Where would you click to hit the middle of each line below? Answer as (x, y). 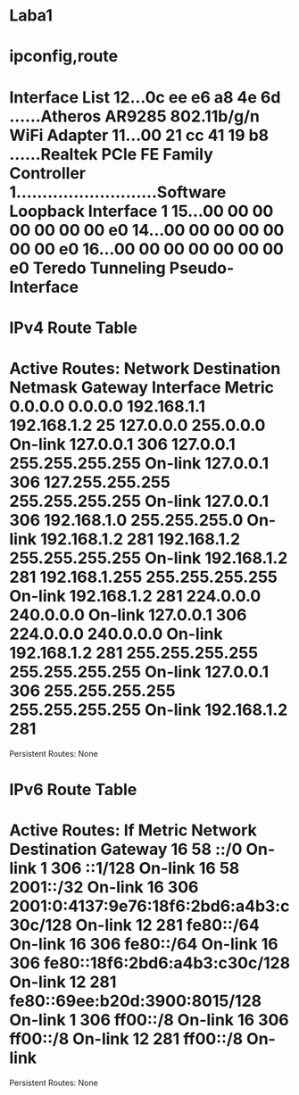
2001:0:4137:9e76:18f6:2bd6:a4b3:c (149, 906)
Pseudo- (202, 268)
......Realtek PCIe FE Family (112, 154)
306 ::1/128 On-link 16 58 (145, 869)
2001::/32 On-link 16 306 (104, 888)
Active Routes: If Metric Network (133, 830)
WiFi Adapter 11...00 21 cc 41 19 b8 (139, 135)
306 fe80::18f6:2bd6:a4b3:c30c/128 (150, 963)
